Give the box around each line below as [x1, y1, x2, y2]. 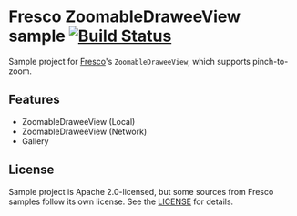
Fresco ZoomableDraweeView [8, 6, 241, 27]
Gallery [21, 135, 49, 147]
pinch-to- [252, 56, 289, 67]
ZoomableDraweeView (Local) [21, 116, 136, 127]
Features [8, 92, 60, 108]
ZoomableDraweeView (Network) [21, 126, 148, 137]
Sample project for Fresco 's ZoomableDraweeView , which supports [8, 56, 251, 67]
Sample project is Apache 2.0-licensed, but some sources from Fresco [8, 186, 274, 197]
